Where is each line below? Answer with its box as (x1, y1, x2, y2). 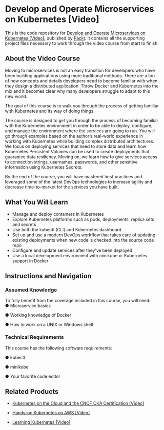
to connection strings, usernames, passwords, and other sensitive (5, 159, 138, 164)
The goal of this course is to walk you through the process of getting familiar (5, 102, 159, 108)
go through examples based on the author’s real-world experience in (5, 133, 143, 139)
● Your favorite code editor (5, 373, 61, 379)
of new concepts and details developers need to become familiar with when (5, 78, 158, 83)
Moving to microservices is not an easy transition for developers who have (5, 67, 155, 73)
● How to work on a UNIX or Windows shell (5, 322, 93, 328)
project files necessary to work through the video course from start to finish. (5, 40, 159, 46)
